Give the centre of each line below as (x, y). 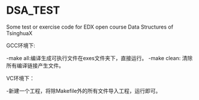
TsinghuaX (19, 33)
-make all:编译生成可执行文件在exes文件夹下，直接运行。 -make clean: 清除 (99, 58)
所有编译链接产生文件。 (35, 65)
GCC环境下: (21, 45)
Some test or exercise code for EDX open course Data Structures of (90, 27)
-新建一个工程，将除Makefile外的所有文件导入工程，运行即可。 (84, 90)
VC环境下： (20, 78)
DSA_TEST (33, 10)
